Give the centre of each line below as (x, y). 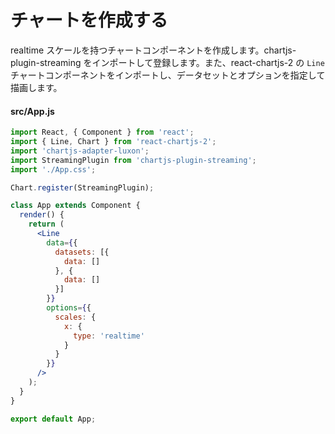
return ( (46, 224)
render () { (42, 215)
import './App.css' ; (53, 169)
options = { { (69, 308)
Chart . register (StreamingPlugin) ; (82, 187)
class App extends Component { (75, 206)
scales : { (75, 317)
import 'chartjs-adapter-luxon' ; (80, 151)
